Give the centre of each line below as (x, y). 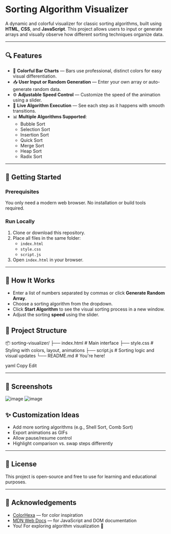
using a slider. (27, 100)
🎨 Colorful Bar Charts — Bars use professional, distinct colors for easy (87, 70)
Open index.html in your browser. (48, 260)
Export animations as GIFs (40, 433)
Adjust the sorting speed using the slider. (56, 314)
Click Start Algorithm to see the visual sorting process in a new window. (89, 309)
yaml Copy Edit (21, 366)
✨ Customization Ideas (42, 415)
